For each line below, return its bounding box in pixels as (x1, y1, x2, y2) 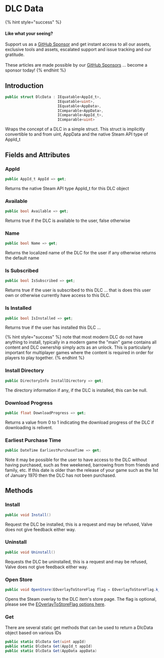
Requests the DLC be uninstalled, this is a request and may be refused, (5, 559, 148, 564)
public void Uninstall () (5, 550, 56, 555)
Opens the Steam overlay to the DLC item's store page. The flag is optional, (5, 596, 157, 602)
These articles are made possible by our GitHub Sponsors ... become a (5, 62, 147, 68)
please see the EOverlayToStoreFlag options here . (5, 601, 106, 607)
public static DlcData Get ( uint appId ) (5, 639, 86, 644)
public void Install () (5, 512, 51, 517)
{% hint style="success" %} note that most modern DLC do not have (5, 334, 143, 340)
